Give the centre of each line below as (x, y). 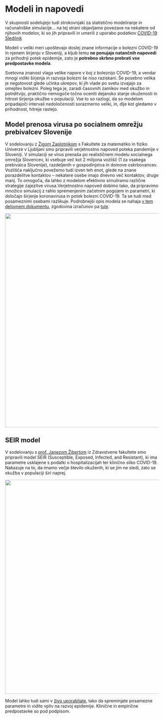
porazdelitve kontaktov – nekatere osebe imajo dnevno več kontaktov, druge (82, 175)
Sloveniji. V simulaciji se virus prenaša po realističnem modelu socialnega (79, 154)
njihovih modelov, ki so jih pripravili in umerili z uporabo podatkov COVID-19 (81, 33)
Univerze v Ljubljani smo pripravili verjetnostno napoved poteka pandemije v (82, 149)
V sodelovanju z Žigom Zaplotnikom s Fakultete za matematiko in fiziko (76, 144)
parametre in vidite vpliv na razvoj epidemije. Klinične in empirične (72, 706)
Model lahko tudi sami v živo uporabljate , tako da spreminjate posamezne (79, 700)
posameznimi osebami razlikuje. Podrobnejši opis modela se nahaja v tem (79, 201)
